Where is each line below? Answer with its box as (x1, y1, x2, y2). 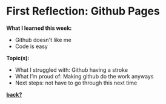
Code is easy (15, 43, 48, 50)
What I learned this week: (6, 24, 72, 32)
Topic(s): (6, 54, 30, 61)
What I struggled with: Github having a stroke (15, 66, 128, 74)
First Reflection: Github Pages (6, 4, 161, 18)
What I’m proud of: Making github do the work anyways (15, 72, 154, 80)
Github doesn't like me (15, 36, 71, 43)
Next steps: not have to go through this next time (15, 79, 138, 86)
